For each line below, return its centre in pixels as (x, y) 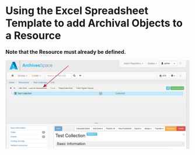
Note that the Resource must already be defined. (66, 51)
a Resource (33, 36)
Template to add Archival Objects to (94, 23)
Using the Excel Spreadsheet (77, 11)
